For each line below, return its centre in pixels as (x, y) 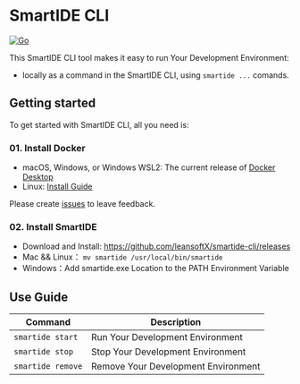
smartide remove (48, 367)
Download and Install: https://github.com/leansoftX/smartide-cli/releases (156, 246)
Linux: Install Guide (57, 187)
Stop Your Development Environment (168, 352)
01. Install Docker (48, 148)
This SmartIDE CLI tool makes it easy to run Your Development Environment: (149, 57)
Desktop (37, 177)
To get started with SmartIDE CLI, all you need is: (99, 124)
